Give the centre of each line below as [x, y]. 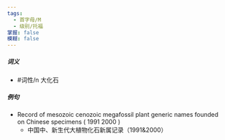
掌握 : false [23, 32]
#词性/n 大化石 [38, 80]
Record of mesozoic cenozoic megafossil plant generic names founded [118, 115]
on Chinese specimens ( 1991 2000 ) [69, 122]
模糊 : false [23, 39]
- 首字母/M [27, 20]
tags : [15, 13]
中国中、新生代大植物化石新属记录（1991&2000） [97, 130]
